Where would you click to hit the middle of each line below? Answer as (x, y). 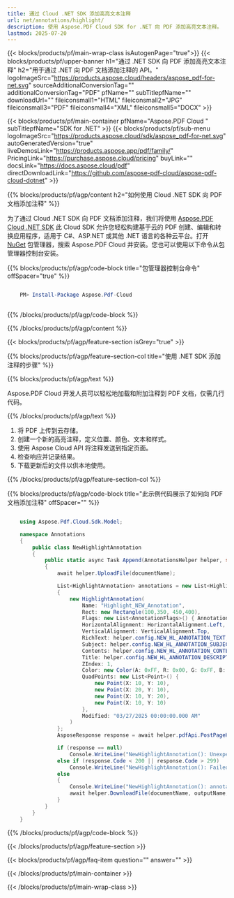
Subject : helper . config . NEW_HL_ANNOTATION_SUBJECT (157, 644)
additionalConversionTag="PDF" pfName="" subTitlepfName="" (99, 93)
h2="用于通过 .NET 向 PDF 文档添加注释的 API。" (88, 70)
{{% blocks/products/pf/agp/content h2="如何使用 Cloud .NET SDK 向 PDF (115, 195)
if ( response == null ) (90, 748)
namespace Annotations (53, 534)
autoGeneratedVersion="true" (50, 143)
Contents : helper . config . (119, 651)
